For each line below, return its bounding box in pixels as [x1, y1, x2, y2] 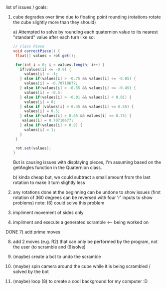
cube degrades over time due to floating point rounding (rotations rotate [12, 14, 161, 19]
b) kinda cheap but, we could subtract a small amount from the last [12, 174, 151, 180]
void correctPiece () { [12, 48, 60, 53]
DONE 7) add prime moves [5, 229, 60, 235]
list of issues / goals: [5, 4, 48, 10]
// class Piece [12, 44, 45, 49]
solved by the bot [12, 268, 49, 274]
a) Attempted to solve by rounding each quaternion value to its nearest [12, 29, 159, 34]
